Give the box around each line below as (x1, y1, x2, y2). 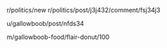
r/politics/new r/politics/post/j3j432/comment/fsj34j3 (6, 6, 161, 14)
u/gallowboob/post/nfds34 (6, 19, 85, 27)
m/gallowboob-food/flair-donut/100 (6, 33, 110, 41)
